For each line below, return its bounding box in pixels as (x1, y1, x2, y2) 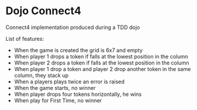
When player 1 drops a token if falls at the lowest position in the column (14, 53, 188, 60)
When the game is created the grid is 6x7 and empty (14, 46, 143, 54)
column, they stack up (14, 72, 69, 79)
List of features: (5, 35, 45, 42)
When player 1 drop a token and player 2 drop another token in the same (14, 65, 191, 72)
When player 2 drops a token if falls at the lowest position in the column (14, 59, 189, 66)
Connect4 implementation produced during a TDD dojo (5, 24, 140, 31)
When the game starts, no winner (14, 84, 96, 91)
